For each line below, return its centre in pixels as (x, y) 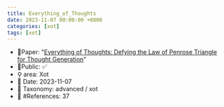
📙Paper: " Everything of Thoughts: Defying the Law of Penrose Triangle (117, 52)
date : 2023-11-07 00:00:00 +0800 (55, 20)
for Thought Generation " (52, 60)
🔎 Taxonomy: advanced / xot (57, 89)
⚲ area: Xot (33, 74)
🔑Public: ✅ (32, 67)
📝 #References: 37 (43, 96)
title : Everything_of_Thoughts (52, 13)
